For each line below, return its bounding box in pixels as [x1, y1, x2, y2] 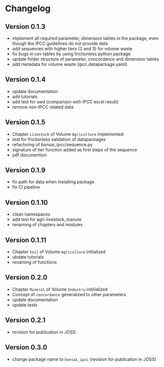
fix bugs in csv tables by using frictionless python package [12, 51, 131, 57]
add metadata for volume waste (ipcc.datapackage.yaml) [12, 62, 127, 67]
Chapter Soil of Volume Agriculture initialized [12, 249, 106, 255]
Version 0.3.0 [5, 343, 47, 352]
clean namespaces [12, 211, 50, 217]
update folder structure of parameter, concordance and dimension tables [12, 56, 159, 62]
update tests [12, 302, 38, 308]
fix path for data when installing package [12, 179, 95, 185]
